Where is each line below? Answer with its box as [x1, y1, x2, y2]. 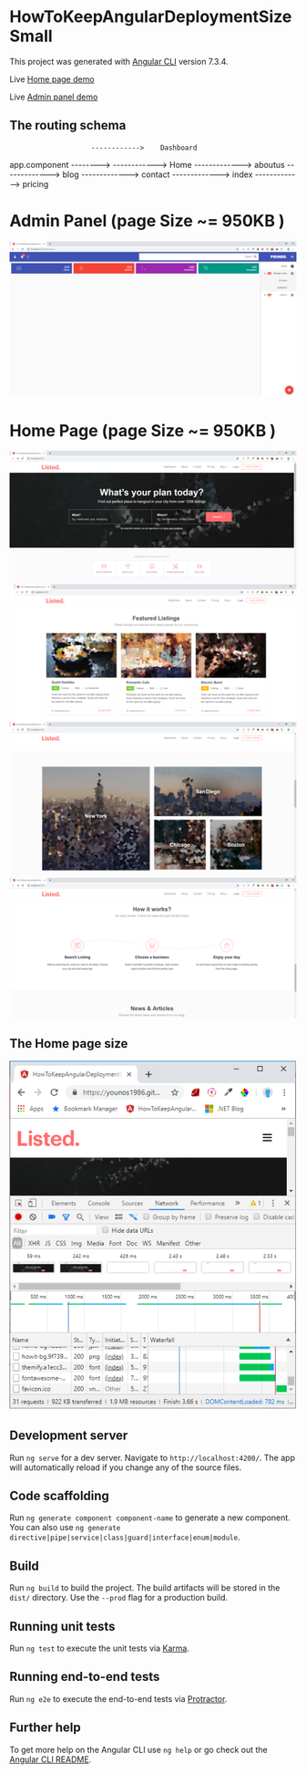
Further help [9, 1720, 82, 1736]
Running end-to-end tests [9, 1669, 160, 1685]
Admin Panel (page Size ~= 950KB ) [9, 210, 285, 231]
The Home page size [9, 1036, 128, 1051]
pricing [22, 178, 49, 189]
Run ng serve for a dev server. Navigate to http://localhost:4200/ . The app [9, 1452, 296, 1463]
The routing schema [9, 118, 127, 133]
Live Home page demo [9, 73, 95, 84]
